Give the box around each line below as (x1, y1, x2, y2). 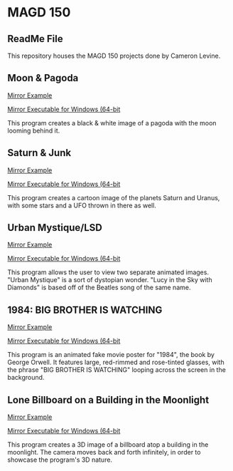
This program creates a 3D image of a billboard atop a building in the (7, 440, 209, 449)
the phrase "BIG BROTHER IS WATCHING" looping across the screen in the (7, 366, 226, 374)
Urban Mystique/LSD (7, 222, 103, 234)
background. (7, 373, 45, 382)
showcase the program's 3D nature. (7, 455, 112, 464)
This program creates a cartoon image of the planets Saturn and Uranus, (7, 193, 220, 202)
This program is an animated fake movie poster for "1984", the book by (7, 351, 215, 359)
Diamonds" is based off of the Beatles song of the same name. (7, 283, 191, 292)
